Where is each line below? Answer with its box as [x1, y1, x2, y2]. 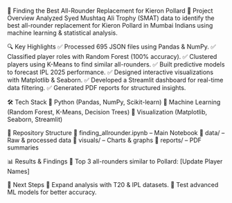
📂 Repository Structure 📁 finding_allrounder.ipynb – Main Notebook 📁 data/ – [7, 129, 225, 136]
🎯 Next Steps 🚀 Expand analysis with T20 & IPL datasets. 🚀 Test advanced [7, 181, 219, 188]
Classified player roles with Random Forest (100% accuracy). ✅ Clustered [7, 53, 217, 60]
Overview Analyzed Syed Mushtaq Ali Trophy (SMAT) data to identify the [7, 14, 215, 22]
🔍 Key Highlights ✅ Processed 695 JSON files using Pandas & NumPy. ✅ [7, 42, 216, 51]
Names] [7, 167, 30, 175]
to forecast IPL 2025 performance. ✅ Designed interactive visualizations [7, 68, 213, 76]
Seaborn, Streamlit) [7, 115, 63, 123]
